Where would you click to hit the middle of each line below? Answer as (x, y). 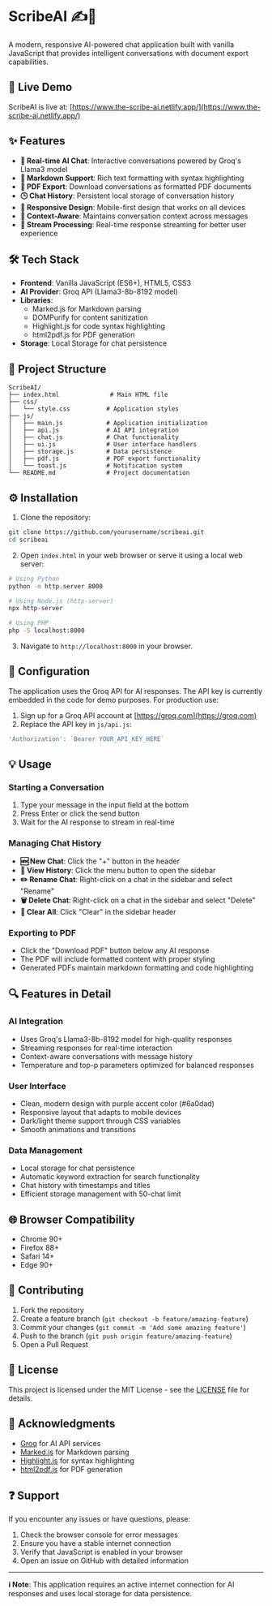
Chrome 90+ (41, 1239)
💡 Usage (30, 764)
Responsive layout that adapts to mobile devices (101, 1112)
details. (21, 1398)
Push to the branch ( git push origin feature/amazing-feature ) (126, 1336)
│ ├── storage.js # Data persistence (90, 452)
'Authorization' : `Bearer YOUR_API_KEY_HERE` (86, 739)
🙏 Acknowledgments (62, 1424)
